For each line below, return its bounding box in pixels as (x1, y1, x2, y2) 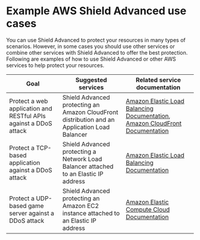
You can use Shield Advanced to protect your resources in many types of (6, 36, 186, 43)
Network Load (62, 154, 102, 163)
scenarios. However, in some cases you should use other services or (6, 43, 175, 50)
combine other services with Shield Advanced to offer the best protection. (6, 49, 188, 56)
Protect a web (9, 97, 48, 105)
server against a (9, 209, 55, 217)
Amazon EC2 (62, 201, 99, 210)
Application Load (62, 123, 110, 131)
